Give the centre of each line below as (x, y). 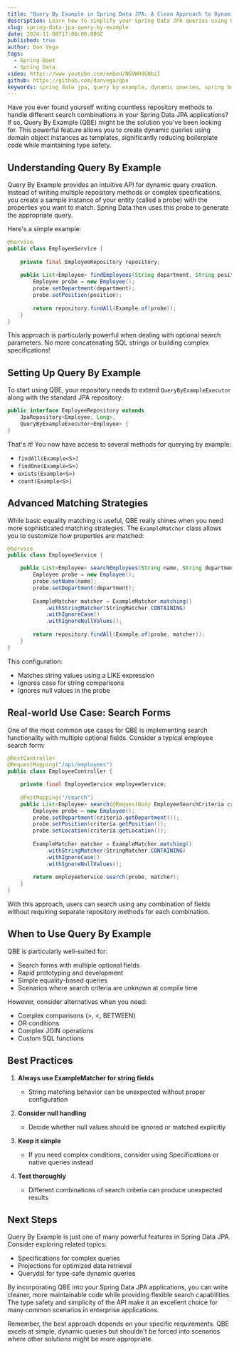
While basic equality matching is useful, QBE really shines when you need (116, 520)
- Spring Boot (34, 61)
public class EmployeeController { (60, 771)
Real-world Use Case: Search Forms (89, 713)
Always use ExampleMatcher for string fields (86, 1077)
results (38, 1197)
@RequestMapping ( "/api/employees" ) (60, 765)
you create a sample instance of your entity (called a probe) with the (107, 200)
